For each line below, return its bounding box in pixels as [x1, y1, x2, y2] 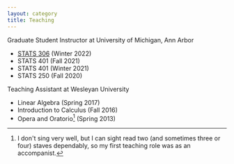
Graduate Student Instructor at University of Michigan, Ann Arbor [7, 35, 194, 44]
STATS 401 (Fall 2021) [17, 56, 80, 65]
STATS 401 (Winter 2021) [17, 64, 89, 72]
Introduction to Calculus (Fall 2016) [17, 106, 118, 114]
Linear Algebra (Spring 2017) [17, 98, 100, 106]
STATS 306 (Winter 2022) [17, 49, 92, 58]
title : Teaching [7, 17, 54, 24]
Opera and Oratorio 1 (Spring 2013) [17, 113, 116, 122]
